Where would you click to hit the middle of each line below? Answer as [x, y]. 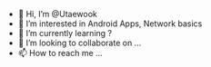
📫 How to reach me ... [60, 53]
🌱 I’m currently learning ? [65, 33]
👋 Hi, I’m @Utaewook [58, 14]
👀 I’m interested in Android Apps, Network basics [110, 24]
